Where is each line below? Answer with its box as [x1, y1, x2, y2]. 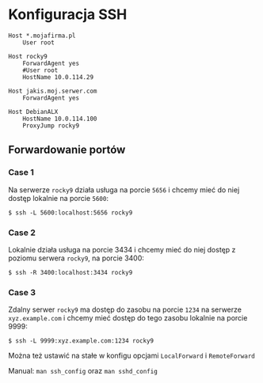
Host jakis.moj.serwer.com [8, 87, 97, 95]
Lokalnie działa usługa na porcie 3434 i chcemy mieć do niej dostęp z [8, 245, 236, 254]
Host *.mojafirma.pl [8, 32, 77, 40]
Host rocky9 [8, 52, 48, 60]
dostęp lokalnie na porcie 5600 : [8, 193, 109, 203]
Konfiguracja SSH [8, 6, 128, 24]
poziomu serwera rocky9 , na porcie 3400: [8, 253, 145, 263]
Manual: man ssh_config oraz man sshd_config [8, 366, 158, 376]
